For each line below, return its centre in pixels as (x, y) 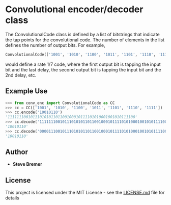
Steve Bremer (27, 164)
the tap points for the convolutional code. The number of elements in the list (85, 40)
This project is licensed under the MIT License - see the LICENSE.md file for (85, 193)
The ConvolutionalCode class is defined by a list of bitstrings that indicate (82, 34)
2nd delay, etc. (21, 75)
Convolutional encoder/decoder (74, 9)
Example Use (26, 91)
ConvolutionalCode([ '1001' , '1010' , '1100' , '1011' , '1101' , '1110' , (81, 55)
